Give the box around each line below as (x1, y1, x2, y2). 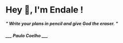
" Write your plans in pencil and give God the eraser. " (5, 20, 119, 26)
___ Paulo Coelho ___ (5, 33, 48, 39)
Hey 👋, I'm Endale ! (5, 4, 84, 15)
